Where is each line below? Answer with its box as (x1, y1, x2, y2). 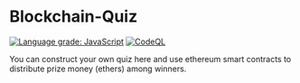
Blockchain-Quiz (9, 6, 138, 27)
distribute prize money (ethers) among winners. (9, 63, 187, 74)
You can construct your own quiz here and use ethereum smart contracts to (9, 53, 292, 64)
